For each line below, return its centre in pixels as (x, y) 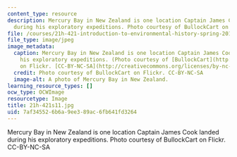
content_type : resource (42, 14)
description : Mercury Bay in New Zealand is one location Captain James (116, 20)
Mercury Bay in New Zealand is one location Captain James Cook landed (114, 132)
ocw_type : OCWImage (36, 92)
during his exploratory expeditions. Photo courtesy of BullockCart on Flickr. (116, 139)
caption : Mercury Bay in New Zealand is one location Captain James (116, 54)
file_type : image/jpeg (41, 40)
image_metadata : (31, 46)
